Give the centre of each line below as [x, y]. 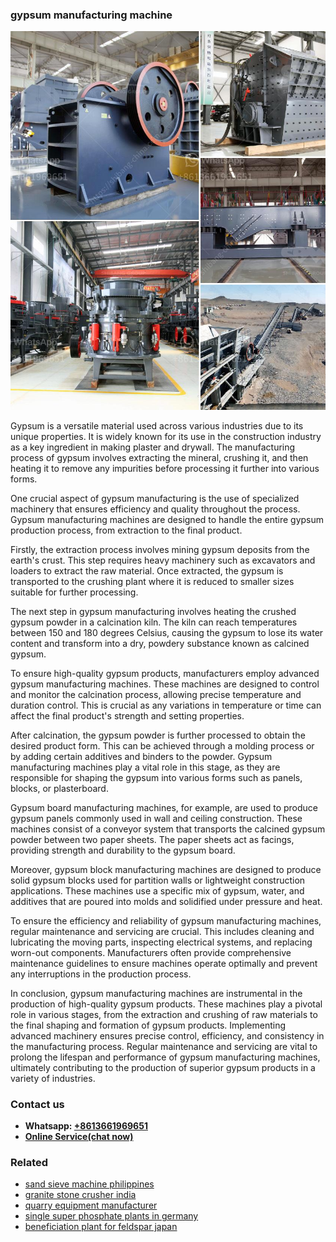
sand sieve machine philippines [89, 1184]
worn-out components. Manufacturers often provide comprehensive [151, 952]
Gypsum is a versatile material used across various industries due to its [157, 425]
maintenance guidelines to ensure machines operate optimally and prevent [164, 963]
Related [29, 1162]
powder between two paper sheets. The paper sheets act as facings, [152, 839]
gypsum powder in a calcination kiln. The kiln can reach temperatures [154, 622]
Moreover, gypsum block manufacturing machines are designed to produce [166, 869]
